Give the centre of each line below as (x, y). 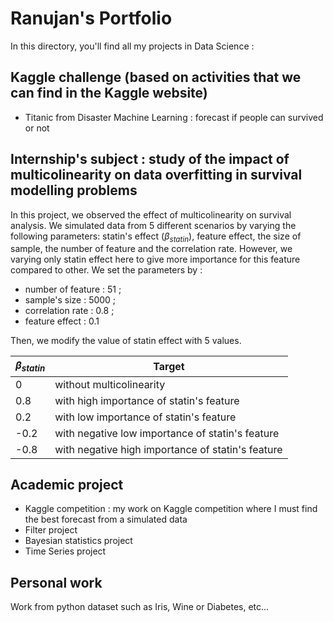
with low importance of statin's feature (145, 417)
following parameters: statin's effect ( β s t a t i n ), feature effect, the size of (156, 237)
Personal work (56, 582)
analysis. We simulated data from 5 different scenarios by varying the (153, 225)
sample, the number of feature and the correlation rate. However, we (151, 249)
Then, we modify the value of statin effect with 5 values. (126, 341)
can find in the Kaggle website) (109, 93)
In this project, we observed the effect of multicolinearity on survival (151, 214)
